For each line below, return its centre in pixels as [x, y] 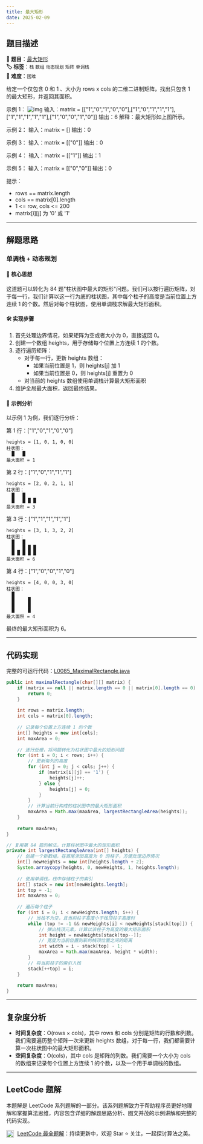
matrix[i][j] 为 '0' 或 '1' [42, 213]
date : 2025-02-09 [28, 18]
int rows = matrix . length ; [51, 710]
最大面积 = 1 [21, 460]
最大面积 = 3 [21, 507]
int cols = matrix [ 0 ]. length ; [55, 716]
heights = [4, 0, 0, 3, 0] [40, 583]
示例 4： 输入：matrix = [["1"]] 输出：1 [53, 155]
